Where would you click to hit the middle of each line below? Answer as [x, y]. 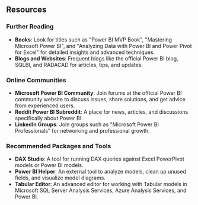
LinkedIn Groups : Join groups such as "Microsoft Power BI [87, 124]
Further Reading [30, 27]
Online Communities [36, 80]
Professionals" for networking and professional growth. [82, 130]
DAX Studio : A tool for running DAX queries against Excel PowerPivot [100, 159]
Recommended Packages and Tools [59, 146]
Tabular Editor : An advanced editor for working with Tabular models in [101, 184]
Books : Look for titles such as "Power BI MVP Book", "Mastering [93, 39]
